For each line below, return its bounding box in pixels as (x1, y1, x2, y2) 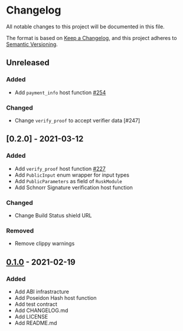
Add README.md (14, 319, 57, 326)
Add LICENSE (14, 313, 48, 320)
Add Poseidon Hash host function (14, 294, 97, 301)
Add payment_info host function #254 (14, 89, 106, 96)
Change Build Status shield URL (14, 211, 92, 219)
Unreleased (6, 58, 50, 68)
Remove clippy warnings (14, 240, 75, 247)
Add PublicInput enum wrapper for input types (14, 171, 130, 178)
